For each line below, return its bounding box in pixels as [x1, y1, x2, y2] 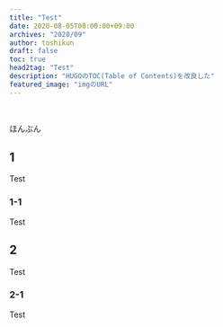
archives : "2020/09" [9, 30, 87, 39]
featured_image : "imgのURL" [9, 80, 113, 89]
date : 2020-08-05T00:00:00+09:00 [9, 22, 135, 31]
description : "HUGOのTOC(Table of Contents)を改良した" [9, 72, 215, 81]
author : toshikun [9, 38, 75, 48]
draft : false [9, 47, 58, 56]
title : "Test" [9, 13, 63, 22]
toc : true [9, 55, 47, 64]
